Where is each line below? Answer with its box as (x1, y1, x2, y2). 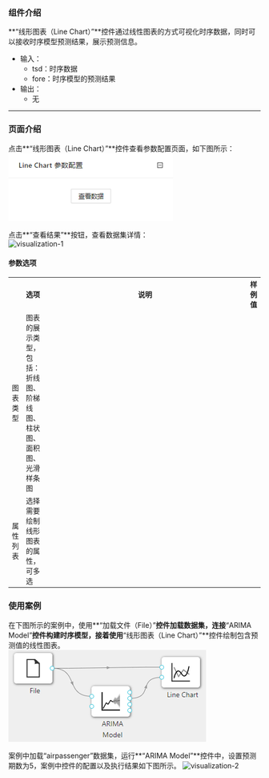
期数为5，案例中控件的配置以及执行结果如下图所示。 (8, 760, 182, 770)
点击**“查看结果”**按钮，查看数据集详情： (8, 230, 148, 239)
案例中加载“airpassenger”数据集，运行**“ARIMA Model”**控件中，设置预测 (8, 751, 257, 760)
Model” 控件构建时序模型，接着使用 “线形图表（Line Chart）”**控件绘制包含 (8, 630, 251, 640)
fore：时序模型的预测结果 (31, 74, 116, 84)
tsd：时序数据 (31, 64, 78, 74)
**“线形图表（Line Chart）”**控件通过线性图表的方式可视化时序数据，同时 (8, 26, 249, 37)
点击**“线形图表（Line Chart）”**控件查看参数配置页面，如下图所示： (8, 143, 235, 153)
